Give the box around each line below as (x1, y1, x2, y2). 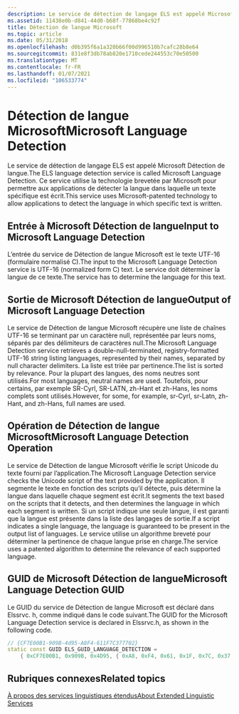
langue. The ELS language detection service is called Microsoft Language (7, 169, 222, 178)
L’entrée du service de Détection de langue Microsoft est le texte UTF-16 (7, 250, 221, 259)
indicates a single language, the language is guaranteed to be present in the (7, 521, 230, 530)
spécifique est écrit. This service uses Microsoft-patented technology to (7, 192, 218, 200)
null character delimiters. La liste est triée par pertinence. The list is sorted (7, 361, 223, 369)
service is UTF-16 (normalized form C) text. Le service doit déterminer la (7, 265, 221, 274)
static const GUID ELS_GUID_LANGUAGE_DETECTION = (7, 646, 158, 653)
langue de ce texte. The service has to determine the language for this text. (7, 272, 226, 282)
